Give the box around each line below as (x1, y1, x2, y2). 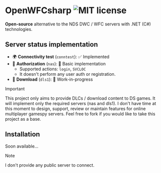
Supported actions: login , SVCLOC (19, 66, 86, 72)
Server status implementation (5, 41, 98, 49)
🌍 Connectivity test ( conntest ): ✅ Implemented (12, 54, 110, 60)
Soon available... (5, 143, 39, 149)
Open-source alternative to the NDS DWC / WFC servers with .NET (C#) (5, 21, 151, 27)
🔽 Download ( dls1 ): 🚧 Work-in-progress (12, 76, 93, 82)
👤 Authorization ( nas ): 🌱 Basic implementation (12, 61, 106, 66)
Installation (5, 130, 40, 139)
